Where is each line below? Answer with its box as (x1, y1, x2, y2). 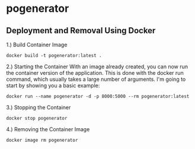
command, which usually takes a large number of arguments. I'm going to (6, 76, 186, 83)
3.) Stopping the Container (6, 104, 71, 111)
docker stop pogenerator (6, 115, 68, 121)
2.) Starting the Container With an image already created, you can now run (6, 63, 188, 70)
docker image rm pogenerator (6, 137, 78, 143)
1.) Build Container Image (6, 41, 68, 48)
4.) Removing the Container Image (6, 126, 90, 132)
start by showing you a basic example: (6, 82, 100, 89)
